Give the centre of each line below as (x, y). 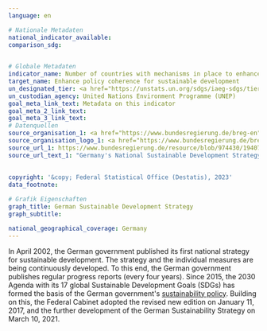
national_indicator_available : (60, 37)
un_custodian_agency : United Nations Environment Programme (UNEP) (122, 96)
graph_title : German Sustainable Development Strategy (101, 207)
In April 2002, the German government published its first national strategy (129, 251)
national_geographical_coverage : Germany (78, 228)
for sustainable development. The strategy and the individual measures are (131, 259)
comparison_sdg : (35, 45)
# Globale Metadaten (43, 67)
